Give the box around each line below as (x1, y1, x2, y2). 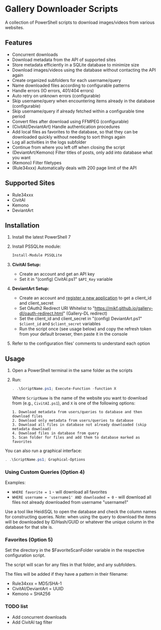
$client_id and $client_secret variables (19, 321, 101, 327)
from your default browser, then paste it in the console (19, 331, 128, 337)
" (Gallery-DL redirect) (63, 310, 108, 316)
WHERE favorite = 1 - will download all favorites (12, 489, 107, 495)
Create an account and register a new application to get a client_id (19, 295, 152, 301)
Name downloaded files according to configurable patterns (12, 82, 130, 88)
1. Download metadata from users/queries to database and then (12, 409, 143, 414)
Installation (5, 221, 40, 229)
